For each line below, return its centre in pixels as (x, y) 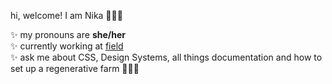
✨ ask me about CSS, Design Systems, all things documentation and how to (166, 57)
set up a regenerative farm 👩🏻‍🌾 (75, 68)
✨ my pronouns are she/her (68, 34)
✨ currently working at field (67, 46)
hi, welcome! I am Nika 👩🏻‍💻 (66, 15)
